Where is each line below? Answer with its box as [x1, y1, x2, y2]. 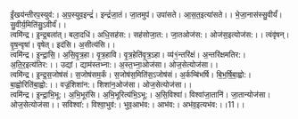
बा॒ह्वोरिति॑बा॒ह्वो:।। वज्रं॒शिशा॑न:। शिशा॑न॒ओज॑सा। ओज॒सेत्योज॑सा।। [10, 79, 193, 90]
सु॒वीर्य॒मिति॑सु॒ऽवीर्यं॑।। [10, 20, 67, 29]
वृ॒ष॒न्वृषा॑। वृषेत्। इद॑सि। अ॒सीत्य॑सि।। [10, 39, 116, 50]
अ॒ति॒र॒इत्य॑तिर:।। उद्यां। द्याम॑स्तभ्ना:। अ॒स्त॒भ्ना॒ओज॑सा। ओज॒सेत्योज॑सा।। [10, 59, 219, 69]
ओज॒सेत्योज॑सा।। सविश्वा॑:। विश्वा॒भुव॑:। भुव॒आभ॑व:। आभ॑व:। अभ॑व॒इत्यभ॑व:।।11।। [10, 99, 245, 109]
